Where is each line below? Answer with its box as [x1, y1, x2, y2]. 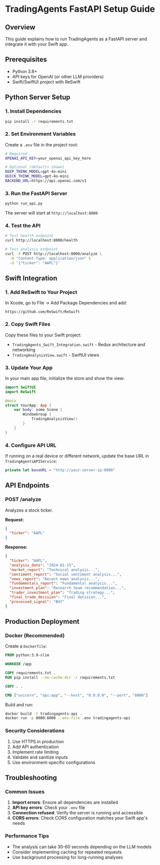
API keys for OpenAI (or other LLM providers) [12, 74, 104, 80]
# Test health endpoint [5, 233, 54, 239]
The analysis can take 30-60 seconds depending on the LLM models [12, 843, 152, 850]
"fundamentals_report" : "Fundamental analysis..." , [9, 581, 118, 586]
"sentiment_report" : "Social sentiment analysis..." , [9, 572, 122, 577]
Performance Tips [5, 833, 49, 839]
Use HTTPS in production [12, 738, 64, 744]
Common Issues [5, 788, 45, 795]
